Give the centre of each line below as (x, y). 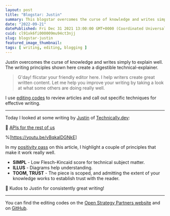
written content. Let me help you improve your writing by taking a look (91, 82)
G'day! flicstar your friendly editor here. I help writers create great (86, 77)
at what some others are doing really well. (61, 88)
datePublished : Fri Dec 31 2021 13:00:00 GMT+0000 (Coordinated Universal (86, 29)
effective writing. (23, 103)
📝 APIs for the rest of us (30, 127)
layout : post (19, 10)
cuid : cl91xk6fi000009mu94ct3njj (40, 33)
